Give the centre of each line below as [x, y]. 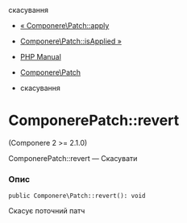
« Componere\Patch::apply [64, 25]
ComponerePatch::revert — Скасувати [73, 158]
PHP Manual [41, 57]
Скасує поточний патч [47, 211]
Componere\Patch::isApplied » [71, 41]
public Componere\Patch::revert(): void [77, 196]
